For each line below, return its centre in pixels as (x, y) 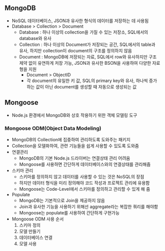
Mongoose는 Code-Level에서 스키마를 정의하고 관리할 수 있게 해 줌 (84, 189)
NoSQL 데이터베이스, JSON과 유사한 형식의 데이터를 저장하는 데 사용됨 (80, 21)
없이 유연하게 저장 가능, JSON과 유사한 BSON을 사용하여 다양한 (90, 63)
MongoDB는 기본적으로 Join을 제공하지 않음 (62, 200)
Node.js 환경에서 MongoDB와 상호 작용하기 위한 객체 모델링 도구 (74, 115)
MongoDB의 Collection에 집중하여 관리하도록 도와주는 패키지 (71, 139)
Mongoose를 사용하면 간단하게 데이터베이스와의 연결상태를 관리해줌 (85, 164)
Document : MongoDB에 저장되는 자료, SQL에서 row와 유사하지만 (83, 57)
